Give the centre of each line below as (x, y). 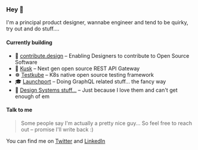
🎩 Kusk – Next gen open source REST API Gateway (77, 68)
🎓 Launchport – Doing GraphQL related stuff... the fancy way (90, 81)
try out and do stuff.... (33, 29)
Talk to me (19, 110)
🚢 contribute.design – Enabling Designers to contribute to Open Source (102, 55)
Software (26, 62)
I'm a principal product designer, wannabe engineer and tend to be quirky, (97, 23)
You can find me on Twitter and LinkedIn (56, 141)
